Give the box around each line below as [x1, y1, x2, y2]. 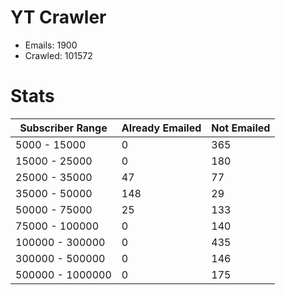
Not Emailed [211, 121, 271, 135]
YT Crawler [10, 6, 107, 29]
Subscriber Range [19, 121, 108, 135]
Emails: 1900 [24, 39, 78, 51]
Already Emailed [121, 121, 202, 135]
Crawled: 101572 [24, 49, 93, 61]
